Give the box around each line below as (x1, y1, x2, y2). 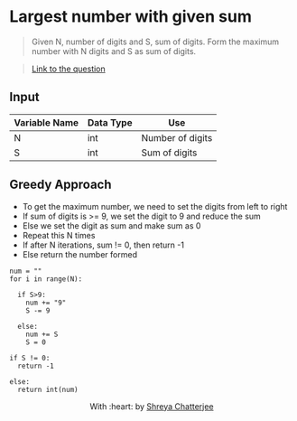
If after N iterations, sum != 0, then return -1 (22, 239, 185, 250)
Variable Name (14, 116, 79, 128)
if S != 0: (9, 353, 51, 362)
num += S (25, 330, 59, 339)
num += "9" (25, 298, 67, 307)
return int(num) (17, 385, 79, 394)
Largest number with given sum (9, 6, 253, 27)
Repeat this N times (22, 229, 96, 240)
